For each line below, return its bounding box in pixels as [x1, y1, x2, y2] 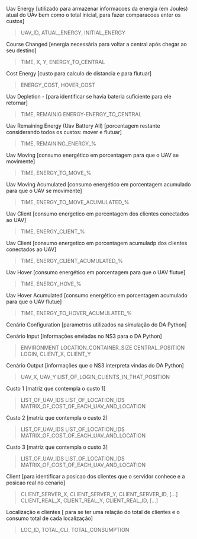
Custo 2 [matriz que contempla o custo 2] [6, 414, 108, 421]
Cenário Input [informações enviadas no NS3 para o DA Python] [6, 332, 163, 340]
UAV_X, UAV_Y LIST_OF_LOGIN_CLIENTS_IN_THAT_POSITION [20, 373, 170, 381]
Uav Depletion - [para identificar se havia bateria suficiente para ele [6, 93, 172, 100]
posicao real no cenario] [6, 479, 66, 486]
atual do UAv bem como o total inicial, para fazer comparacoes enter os [6, 11, 181, 18]
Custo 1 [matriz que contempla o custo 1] [6, 385, 106, 392]
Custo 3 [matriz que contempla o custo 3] [6, 443, 108, 451]
